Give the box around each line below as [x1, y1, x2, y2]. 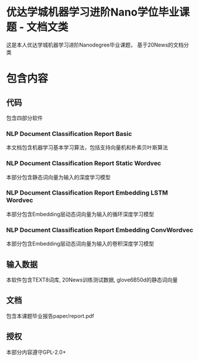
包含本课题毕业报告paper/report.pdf [6, 312, 94, 319]
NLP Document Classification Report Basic [6, 129, 132, 138]
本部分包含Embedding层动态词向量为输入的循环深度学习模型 [6, 210, 154, 218]
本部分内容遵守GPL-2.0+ [6, 348, 67, 356]
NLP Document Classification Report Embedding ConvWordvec [6, 226, 194, 234]
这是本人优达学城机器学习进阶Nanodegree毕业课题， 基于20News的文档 [6, 41, 184, 48]
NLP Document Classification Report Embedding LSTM [6, 189, 169, 197]
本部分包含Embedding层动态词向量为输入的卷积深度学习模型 [6, 240, 154, 248]
